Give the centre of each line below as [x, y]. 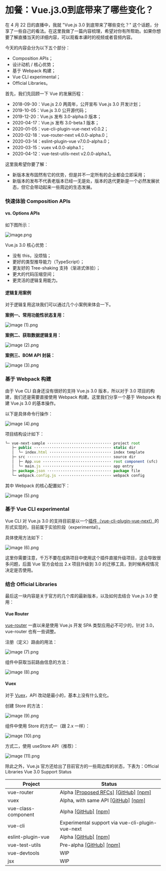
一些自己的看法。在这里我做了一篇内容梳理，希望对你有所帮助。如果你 [85, 31]
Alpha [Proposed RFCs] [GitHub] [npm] [105, 792]
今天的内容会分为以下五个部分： [38, 48]
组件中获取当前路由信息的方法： [38, 662]
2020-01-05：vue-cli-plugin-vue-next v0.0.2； [60, 129]
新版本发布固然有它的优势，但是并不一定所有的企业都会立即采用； [79, 174]
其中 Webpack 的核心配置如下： [38, 486]
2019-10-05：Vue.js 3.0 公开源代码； [50, 110]
